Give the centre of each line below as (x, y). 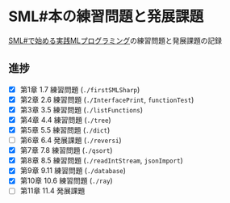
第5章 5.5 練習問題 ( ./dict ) (65, 130)
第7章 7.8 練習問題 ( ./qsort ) (66, 150)
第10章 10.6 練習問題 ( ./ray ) (66, 181)
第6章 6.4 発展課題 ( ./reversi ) (71, 140)
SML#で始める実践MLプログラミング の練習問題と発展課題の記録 (115, 40)
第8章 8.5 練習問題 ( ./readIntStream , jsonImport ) (101, 161)
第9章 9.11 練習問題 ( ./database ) (73, 171)
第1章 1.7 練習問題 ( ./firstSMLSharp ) (80, 89)
